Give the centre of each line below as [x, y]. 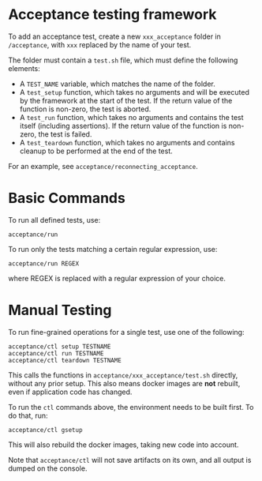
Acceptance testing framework [112, 15]
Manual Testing [60, 310]
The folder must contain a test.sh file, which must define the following [123, 60]
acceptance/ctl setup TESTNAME [60, 346]
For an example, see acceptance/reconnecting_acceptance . [103, 166]
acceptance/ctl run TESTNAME [56, 353]
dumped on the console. [48, 468]
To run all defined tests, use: [54, 220]
